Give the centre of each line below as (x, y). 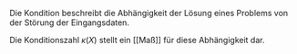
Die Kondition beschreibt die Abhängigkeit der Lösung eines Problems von (149, 13)
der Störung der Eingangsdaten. (70, 22)
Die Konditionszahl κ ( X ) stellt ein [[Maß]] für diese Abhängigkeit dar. (137, 40)
